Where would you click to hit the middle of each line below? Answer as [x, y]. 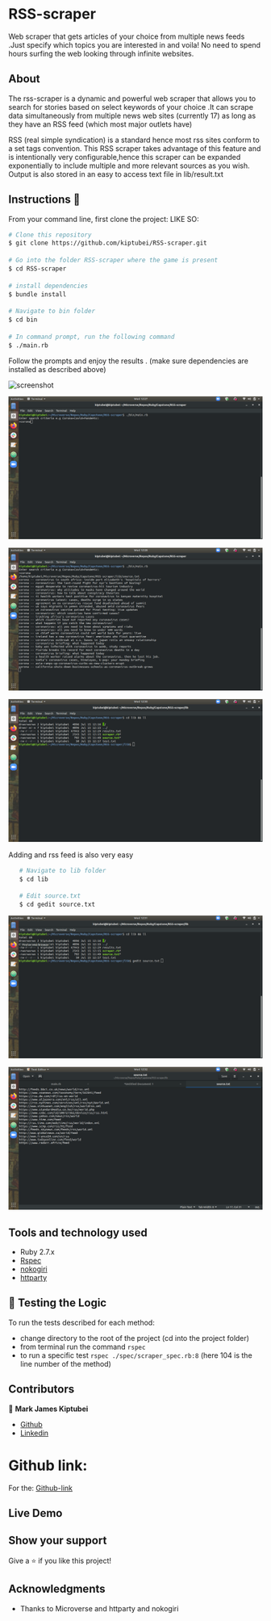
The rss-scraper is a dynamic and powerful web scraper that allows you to [132, 98]
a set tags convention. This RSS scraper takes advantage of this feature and [135, 148]
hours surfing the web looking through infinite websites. [101, 53]
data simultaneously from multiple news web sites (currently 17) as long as [132, 115]
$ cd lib [33, 879]
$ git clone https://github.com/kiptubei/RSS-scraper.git [108, 243]
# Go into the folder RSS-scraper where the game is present [113, 260]
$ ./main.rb [28, 345]
